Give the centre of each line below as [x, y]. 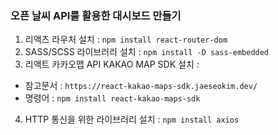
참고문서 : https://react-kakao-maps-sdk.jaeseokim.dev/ [141, 86]
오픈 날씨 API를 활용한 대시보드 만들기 [96, 15]
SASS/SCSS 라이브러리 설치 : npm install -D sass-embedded [147, 52]
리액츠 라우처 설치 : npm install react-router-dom [126, 39]
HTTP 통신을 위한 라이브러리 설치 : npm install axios [132, 119]
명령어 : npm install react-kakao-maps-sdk [112, 98]
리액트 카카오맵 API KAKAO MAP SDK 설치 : [112, 64]
